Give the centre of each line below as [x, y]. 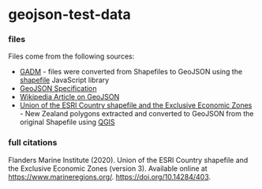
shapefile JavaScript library [64, 80]
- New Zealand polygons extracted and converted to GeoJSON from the [137, 114]
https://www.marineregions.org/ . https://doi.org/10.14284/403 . [110, 176]
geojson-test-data [70, 15]
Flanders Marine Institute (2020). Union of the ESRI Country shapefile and [128, 160]
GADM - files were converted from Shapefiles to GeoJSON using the [131, 72]
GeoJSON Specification [58, 89]
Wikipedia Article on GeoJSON [69, 97]
